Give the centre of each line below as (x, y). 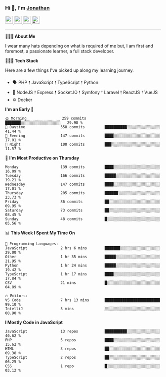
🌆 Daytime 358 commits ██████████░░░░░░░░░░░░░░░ (83, 127)
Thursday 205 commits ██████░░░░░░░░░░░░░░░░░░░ (83, 193)
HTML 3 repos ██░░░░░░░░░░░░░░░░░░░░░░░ (83, 349)
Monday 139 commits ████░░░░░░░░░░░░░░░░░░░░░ (83, 167)
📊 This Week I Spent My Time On (40, 233)
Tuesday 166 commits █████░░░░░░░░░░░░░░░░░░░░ (83, 176)
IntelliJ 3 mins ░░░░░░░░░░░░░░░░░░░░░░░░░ (83, 309)
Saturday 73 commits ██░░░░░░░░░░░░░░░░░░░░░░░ (83, 211)
